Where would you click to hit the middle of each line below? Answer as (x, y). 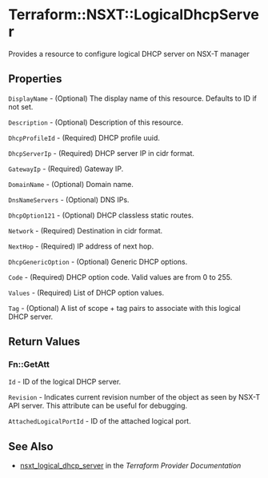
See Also (31, 446)
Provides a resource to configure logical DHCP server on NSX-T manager (129, 54)
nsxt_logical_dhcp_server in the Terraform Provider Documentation (130, 466)
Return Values (44, 342)
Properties (35, 79)
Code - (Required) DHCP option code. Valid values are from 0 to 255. (120, 277)
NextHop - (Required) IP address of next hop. (81, 246)
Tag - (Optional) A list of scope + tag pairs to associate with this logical (125, 308)
